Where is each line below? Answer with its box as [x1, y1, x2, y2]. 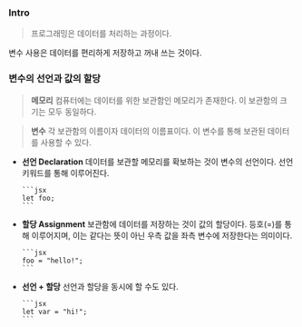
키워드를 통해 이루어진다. [21, 167, 110, 178]
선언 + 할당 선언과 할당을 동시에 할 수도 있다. [21, 281, 179, 292]
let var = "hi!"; [21, 307, 88, 316]
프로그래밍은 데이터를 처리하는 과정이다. [30, 28, 172, 39]
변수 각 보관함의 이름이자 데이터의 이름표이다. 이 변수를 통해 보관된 [30, 125, 266, 136]
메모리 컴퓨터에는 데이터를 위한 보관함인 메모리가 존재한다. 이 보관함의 [30, 94, 278, 105]
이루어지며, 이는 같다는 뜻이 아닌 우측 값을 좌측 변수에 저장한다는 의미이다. [31, 230, 293, 241]
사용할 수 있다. [40, 136, 92, 147]
